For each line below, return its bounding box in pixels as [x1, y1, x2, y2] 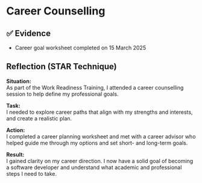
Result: [6, 150, 25, 158]
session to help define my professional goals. [6, 90, 119, 98]
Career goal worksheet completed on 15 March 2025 [14, 44, 147, 51]
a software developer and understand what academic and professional [6, 164, 182, 171]
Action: [6, 126, 25, 134]
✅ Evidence [6, 28, 51, 39]
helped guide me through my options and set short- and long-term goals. [6, 139, 188, 146]
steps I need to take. [6, 170, 57, 177]
